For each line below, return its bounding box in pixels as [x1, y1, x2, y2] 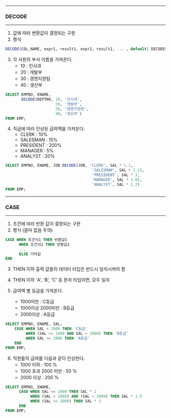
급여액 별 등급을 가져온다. [12, 288, 64, 294]
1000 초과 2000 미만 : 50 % [20, 368, 77, 374]
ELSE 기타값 [18, 251, 41, 257]
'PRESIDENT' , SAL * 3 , [92, 173, 140, 178]
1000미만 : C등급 [20, 299, 54, 305]
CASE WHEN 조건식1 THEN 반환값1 [5, 237, 68, 242]
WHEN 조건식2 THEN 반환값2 [18, 242, 70, 247]
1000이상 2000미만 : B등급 [20, 305, 75, 311]
